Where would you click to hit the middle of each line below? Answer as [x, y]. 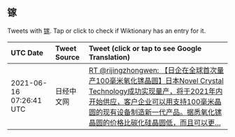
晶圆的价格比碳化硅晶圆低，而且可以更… [155, 122]
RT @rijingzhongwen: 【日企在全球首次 [153, 70]
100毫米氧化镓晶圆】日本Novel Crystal [159, 80]
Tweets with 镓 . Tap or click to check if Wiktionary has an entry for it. [107, 31]
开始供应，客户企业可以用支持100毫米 [151, 101]
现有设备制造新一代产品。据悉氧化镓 [162, 112]
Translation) [109, 57]
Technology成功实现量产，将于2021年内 [156, 91]
